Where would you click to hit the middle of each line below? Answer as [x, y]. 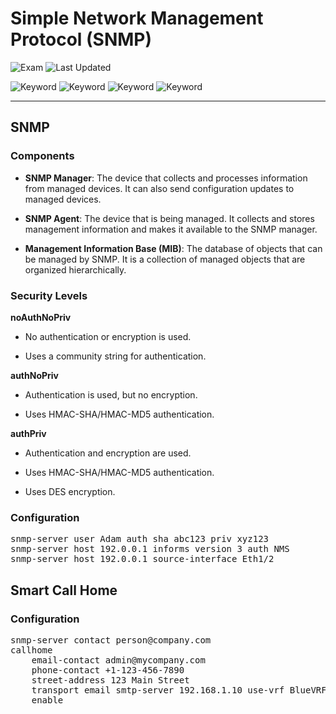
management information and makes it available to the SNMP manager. [171, 229]
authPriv [28, 433]
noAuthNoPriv [41, 317]
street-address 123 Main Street [110, 680]
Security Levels [49, 295]
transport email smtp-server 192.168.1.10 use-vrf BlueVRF [179, 690]
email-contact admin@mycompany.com [118, 660]
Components [42, 156]
